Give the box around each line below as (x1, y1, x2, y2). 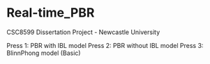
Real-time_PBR (6, 5, 95, 21)
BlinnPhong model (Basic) (6, 49, 81, 57)
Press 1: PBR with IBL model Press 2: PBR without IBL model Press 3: (6, 41, 204, 49)
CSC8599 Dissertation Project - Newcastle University (6, 28, 160, 36)
